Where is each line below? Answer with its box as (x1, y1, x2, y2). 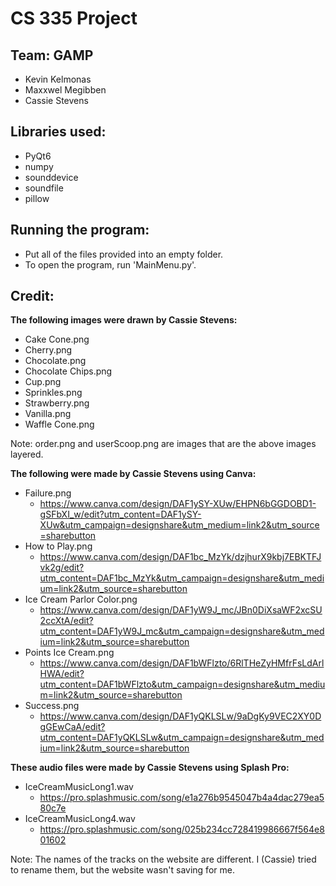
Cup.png (24, 376, 62, 388)
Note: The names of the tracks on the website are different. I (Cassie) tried (10, 853, 317, 866)
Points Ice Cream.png (24, 647, 115, 659)
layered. (10, 448, 44, 461)
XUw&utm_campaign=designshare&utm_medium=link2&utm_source (39, 519, 320, 531)
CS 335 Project (10, 7, 138, 30)
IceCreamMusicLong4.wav (24, 813, 136, 825)
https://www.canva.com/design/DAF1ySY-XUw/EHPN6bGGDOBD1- (39, 498, 317, 510)
